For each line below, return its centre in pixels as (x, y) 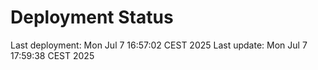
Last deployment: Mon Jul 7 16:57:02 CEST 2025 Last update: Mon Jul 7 (159, 45)
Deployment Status (92, 17)
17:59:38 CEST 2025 (52, 55)
